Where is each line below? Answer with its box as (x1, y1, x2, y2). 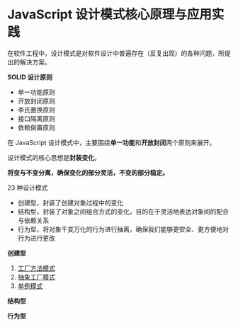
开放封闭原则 (17, 96, 55, 105)
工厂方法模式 (17, 263, 55, 272)
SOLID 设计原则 (7, 72, 53, 81)
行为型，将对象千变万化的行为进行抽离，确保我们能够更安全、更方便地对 (17, 224, 229, 234)
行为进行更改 (17, 234, 55, 242)
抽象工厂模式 (17, 272, 55, 281)
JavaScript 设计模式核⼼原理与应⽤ (7, 6, 212, 23)
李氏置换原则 (17, 105, 55, 114)
